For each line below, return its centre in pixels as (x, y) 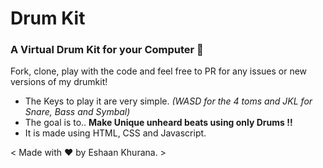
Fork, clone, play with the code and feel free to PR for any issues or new (159, 71)
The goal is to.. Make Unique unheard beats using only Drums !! (158, 123)
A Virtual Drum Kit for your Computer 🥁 (107, 50)
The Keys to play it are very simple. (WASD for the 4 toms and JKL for (168, 101)
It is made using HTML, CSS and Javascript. (115, 133)
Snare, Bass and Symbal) (77, 112)
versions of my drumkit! (59, 82)
